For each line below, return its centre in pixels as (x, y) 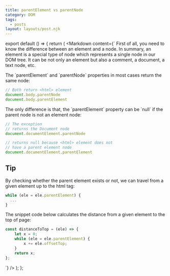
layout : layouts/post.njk (33, 29)
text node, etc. (20, 65)
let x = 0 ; (26, 234)
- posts (18, 24)
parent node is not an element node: (43, 114)
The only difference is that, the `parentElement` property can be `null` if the (84, 109)
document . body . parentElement (36, 99)
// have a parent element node (39, 148)
